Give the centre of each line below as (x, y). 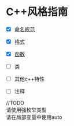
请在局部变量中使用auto (34, 117)
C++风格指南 (37, 12)
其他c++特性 (29, 79)
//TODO (15, 103)
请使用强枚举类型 (26, 110)
